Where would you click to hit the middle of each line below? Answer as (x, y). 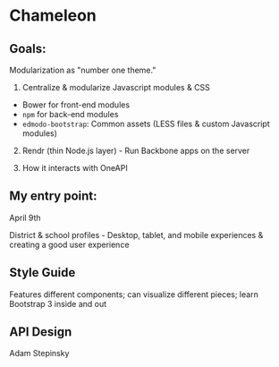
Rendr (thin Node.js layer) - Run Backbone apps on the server (136, 150)
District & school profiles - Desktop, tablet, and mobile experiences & (136, 235)
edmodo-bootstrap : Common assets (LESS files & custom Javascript (146, 124)
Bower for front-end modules (76, 105)
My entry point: (53, 196)
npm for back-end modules (70, 114)
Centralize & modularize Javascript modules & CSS (116, 87)
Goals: (28, 49)
